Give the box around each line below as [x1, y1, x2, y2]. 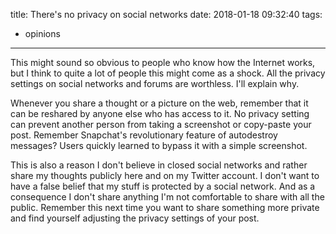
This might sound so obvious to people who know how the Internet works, [10, 57, 316, 68]
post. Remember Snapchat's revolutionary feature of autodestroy [10, 129, 278, 141]
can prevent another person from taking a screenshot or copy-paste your [10, 119, 312, 130]
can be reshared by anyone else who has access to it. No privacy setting [10, 108, 310, 119]
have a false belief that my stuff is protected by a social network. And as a [10, 180, 316, 192]
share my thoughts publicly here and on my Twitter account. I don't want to [10, 170, 320, 181]
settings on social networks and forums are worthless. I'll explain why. [10, 78, 300, 89]
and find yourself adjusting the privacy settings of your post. [10, 212, 260, 224]
